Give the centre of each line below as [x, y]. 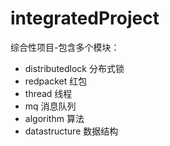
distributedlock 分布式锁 [74, 68]
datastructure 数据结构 [71, 131]
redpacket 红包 [56, 81]
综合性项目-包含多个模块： [65, 47]
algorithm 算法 [54, 118]
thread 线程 [48, 93]
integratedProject [85, 18]
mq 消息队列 [50, 106]
